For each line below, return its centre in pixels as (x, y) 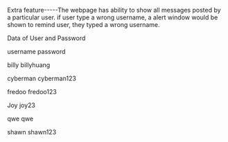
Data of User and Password (46, 38)
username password (36, 52)
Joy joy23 (21, 105)
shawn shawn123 (32, 132)
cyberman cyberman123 (42, 78)
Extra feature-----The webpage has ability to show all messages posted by (114, 10)
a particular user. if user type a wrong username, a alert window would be (113, 17)
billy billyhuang (29, 65)
